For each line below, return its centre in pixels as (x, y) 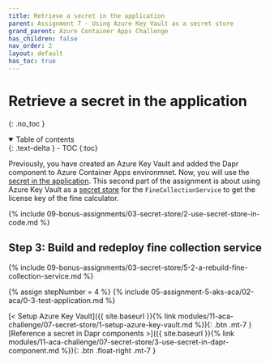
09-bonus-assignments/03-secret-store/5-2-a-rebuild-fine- (148, 267)
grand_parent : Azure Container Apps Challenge (88, 31)
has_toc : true (32, 62)
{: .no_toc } (27, 123)
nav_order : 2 (30, 46)
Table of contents (45, 139)
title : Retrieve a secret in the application (86, 16)
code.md (23, 222)
